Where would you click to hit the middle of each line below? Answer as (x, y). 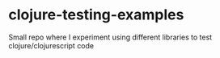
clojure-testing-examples (96, 15)
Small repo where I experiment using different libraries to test (110, 37)
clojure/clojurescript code (51, 45)
